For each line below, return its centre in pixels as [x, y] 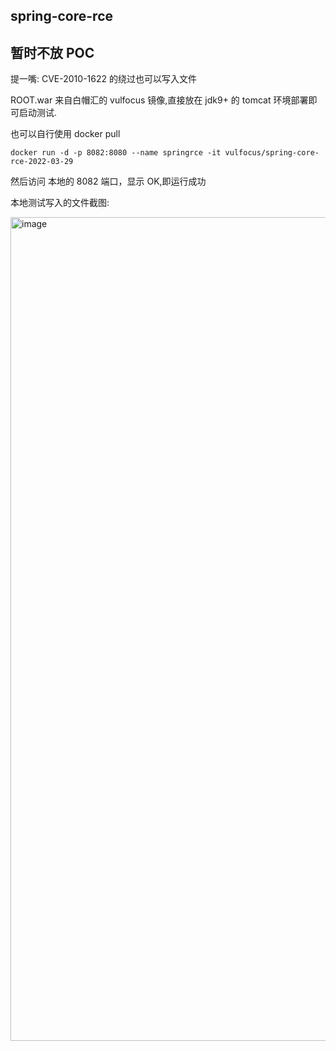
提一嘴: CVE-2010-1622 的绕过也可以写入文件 [103, 79]
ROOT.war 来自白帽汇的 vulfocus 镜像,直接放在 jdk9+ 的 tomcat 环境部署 [159, 100]
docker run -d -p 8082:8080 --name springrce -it [116, 153]
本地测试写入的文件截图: [60, 203]
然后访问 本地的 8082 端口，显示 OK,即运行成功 [108, 181]
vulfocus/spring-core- [272, 153]
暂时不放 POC [52, 52]
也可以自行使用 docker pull [65, 134]
